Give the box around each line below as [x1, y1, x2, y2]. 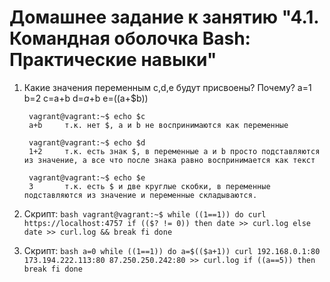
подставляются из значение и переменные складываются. [23, 190, 258, 200]
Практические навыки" [9, 49, 217, 71]
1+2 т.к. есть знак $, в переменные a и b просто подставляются [28, 146, 321, 156]
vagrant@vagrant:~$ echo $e [28, 172, 146, 183]
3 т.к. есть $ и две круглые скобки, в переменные [28, 181, 271, 191]
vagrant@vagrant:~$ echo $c [28, 111, 146, 121]
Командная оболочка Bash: [9, 27, 251, 50]
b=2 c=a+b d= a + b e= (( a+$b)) [23, 92, 149, 104]
